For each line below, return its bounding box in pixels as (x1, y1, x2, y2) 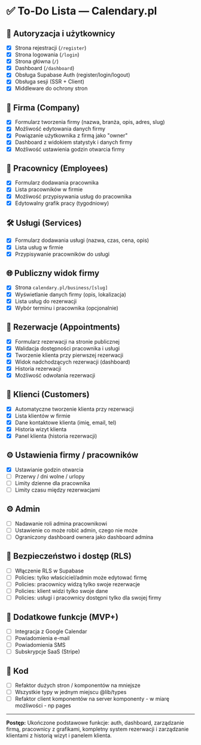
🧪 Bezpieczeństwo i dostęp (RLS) (6, 551, 132, 561)
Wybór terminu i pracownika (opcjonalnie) (14, 304, 118, 311)
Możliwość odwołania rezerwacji (14, 371, 96, 378)
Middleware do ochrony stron (14, 85, 88, 92)
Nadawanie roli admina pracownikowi (14, 520, 108, 527)
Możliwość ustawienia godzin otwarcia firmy (14, 146, 125, 153)
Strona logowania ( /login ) (14, 51, 80, 58)
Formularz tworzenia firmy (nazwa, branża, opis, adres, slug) (14, 119, 166, 126)
